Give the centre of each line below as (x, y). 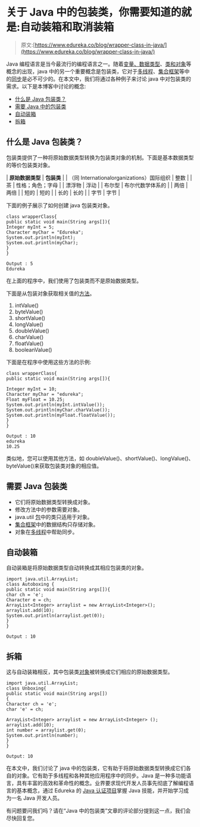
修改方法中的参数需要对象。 (49, 509)
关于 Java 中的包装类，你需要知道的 (94, 12)
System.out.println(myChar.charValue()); (58, 410)
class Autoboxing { (30, 585)
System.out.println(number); (42, 736)
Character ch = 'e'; (32, 704)
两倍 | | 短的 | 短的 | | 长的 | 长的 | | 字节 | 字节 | (63, 192)
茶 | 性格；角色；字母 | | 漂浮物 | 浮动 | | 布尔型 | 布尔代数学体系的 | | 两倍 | (97, 185)
